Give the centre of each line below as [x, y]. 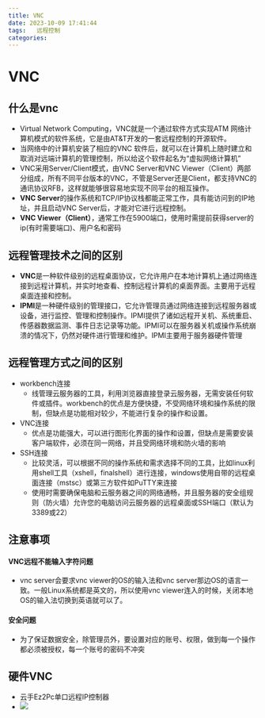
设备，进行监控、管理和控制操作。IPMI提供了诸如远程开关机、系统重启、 [138, 316]
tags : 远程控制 [34, 30]
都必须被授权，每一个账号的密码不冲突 [82, 649]
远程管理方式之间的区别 [65, 363]
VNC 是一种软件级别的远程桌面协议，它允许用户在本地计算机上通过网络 [135, 276]
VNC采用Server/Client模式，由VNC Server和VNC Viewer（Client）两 [132, 168]
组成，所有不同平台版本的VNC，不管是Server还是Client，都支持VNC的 [142, 179]
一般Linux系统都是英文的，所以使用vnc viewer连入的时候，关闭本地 [144, 590]
